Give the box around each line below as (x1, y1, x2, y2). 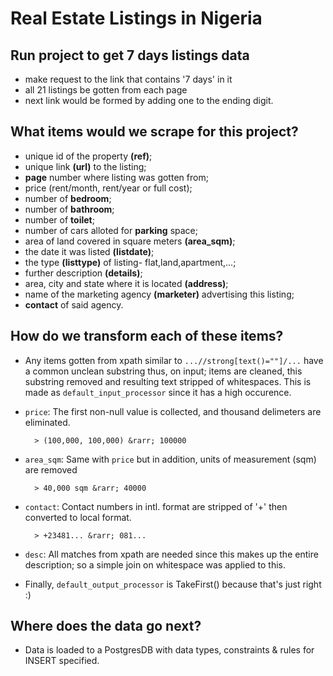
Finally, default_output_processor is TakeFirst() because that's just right (24, 578, 322, 590)
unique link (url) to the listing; (24, 160, 147, 172)
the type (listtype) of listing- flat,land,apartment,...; (24, 256, 237, 268)
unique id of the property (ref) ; (24, 150, 153, 162)
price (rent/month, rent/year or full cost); (24, 182, 193, 194)
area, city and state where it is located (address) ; (24, 277, 229, 289)
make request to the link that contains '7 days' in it (24, 73, 233, 85)
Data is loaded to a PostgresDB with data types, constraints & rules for (24, 644, 315, 656)
